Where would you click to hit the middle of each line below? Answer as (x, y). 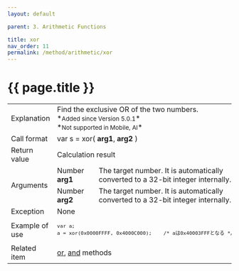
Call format (30, 139)
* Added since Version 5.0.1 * (99, 118)
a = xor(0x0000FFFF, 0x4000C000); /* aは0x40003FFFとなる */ (145, 233)
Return (22, 150)
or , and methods (84, 253)
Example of (30, 226)
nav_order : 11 (28, 46)
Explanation (31, 118)
